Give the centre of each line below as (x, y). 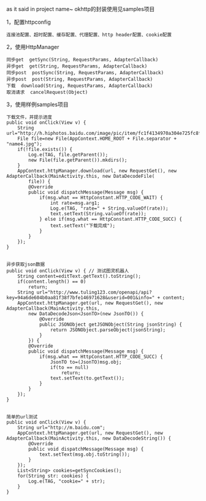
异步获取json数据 (25, 264)
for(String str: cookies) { (53, 476)
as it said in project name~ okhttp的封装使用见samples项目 (81, 9)
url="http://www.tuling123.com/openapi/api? (94, 293)
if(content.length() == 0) (52, 281)
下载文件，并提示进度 (29, 117)
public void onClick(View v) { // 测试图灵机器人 (68, 271)
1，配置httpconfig (29, 22)
